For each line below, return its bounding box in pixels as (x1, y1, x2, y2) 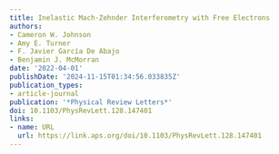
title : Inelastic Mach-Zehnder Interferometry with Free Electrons (9, 13, 271, 23)
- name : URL (9, 123, 55, 132)
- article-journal (9, 89, 79, 98)
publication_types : (9, 81, 84, 90)
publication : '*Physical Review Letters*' (9, 97, 173, 107)
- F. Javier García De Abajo (9, 47, 120, 56)
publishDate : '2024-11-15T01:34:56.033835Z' (9, 72, 181, 82)
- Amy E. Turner (9, 38, 71, 48)
